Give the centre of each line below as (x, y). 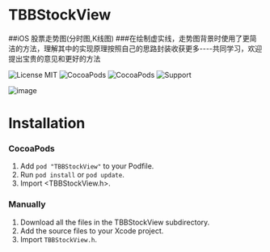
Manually (27, 204)
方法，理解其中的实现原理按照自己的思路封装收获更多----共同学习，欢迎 (142, 48)
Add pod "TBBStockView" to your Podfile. (87, 166)
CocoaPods (32, 149)
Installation (47, 124)
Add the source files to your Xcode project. (92, 231)
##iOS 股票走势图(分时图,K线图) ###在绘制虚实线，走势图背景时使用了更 (129, 38)
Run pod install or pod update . (72, 175)
